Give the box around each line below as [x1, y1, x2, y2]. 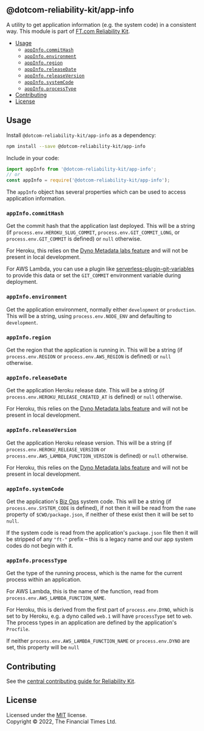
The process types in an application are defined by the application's [6, 619, 177, 626]
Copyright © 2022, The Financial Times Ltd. [6, 718, 117, 725]
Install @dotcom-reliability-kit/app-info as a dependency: [6, 131, 157, 139]
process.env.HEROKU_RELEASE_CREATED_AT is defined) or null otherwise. [6, 393, 183, 401]
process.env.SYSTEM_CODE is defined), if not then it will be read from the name [6, 504, 196, 511]
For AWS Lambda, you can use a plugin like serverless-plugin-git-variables [6, 265, 195, 273]
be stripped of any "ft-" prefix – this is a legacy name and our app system [6, 535, 194, 543]
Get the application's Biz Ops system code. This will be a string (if [6, 498, 172, 505]
